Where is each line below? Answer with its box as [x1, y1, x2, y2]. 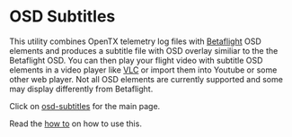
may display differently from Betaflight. [9, 83, 154, 94]
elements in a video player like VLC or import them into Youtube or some [9, 64, 278, 75]
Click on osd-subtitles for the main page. [9, 100, 161, 111]
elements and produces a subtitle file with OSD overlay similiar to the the [9, 45, 279, 56]
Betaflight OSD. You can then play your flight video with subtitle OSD [9, 55, 263, 65]
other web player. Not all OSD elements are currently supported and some [9, 73, 283, 84]
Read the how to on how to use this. [9, 118, 142, 129]
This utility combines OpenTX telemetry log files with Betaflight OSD [9, 36, 262, 47]
